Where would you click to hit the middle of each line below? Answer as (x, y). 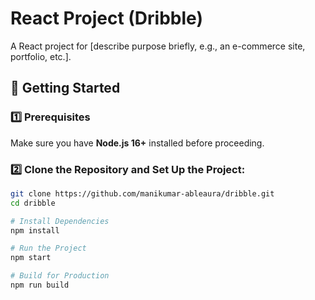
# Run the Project (48, 248)
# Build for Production (60, 276)
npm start (31, 258)
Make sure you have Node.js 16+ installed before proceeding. (137, 143)
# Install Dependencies (60, 221)
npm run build (40, 285)
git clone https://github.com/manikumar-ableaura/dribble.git (142, 193)
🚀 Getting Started (65, 88)
